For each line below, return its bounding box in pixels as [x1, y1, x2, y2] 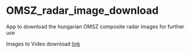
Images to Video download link [6, 40, 81, 47]
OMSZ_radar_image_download [6, 4, 159, 17]
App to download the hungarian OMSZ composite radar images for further [6, 23, 185, 30]
